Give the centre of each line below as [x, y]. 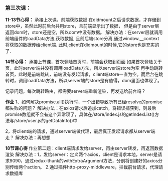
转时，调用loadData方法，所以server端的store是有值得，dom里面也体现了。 [83, 81]
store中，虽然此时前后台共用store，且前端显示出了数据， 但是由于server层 [82, 26]
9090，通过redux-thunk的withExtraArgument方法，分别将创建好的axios [84, 161]
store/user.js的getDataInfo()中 [47, 121]
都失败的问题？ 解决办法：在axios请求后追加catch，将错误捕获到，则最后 [81, 108]
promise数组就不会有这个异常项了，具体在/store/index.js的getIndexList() [80, 114]
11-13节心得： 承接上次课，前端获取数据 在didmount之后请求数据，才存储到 [83, 20]
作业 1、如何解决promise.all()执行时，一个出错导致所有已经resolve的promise [84, 102]
